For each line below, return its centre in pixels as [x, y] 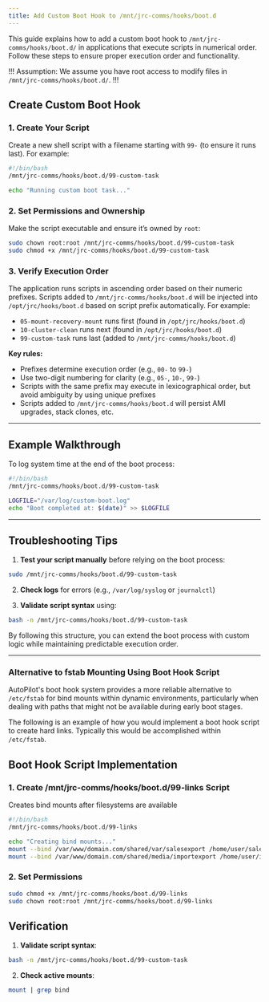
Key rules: [26, 354]
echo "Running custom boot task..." [69, 191]
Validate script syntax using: [68, 606]
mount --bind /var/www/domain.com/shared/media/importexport [112, 856]
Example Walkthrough [65, 445]
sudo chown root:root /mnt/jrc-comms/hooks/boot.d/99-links [111, 901]
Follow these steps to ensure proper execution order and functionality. [124, 55]
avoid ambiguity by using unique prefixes [88, 395]
